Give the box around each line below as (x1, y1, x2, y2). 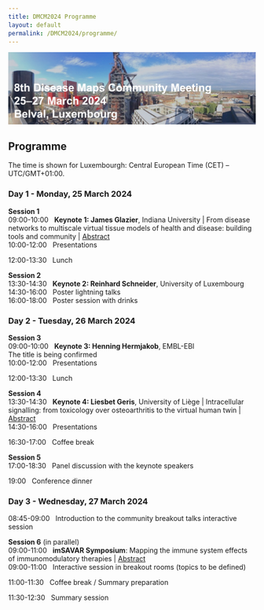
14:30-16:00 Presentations (8, 422, 98, 431)
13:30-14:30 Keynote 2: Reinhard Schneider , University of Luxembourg (8, 279, 245, 288)
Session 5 (8, 453, 42, 462)
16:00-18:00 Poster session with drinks (8, 295, 138, 305)
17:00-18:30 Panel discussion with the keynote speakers (8, 460, 194, 470)
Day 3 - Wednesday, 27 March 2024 (8, 496, 148, 507)
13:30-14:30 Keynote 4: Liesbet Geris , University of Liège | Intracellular (8, 397, 244, 406)
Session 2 (8, 270, 42, 279)
